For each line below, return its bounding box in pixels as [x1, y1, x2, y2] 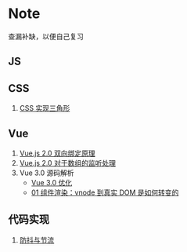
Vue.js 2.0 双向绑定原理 [19, 148, 95, 158]
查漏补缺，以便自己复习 [8, 31, 84, 41]
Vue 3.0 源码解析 [19, 168, 74, 177]
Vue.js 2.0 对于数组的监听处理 [19, 158, 116, 167]
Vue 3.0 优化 [31, 177, 73, 187]
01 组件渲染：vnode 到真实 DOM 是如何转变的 [31, 188, 179, 197]
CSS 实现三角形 [19, 104, 70, 113]
